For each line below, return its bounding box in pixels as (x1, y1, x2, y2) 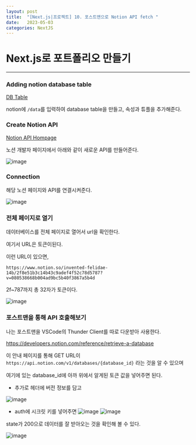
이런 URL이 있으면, (6, 253, 49, 261)
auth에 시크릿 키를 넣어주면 (14, 408, 77, 415)
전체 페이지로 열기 (6, 214, 54, 222)
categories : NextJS (6, 25, 54, 31)
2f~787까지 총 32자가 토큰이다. (6, 286, 78, 293)
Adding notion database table (6, 80, 92, 88)
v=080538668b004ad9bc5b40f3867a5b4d (6, 275, 95, 281)
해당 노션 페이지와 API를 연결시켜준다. (6, 187, 92, 194)
